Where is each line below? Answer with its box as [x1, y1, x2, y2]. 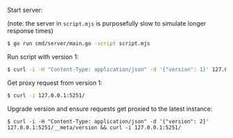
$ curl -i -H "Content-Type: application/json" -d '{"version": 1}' [7, 66, 209, 73]
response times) [7, 27, 54, 35]
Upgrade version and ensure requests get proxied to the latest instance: [7, 104, 213, 113]
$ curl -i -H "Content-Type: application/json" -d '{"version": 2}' [7, 118, 209, 125]
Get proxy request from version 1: [7, 78, 103, 87]
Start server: [7, 6, 43, 14]
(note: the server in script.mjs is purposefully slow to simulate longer [7, 19, 207, 27]
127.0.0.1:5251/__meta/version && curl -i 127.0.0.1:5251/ [7, 124, 182, 131]
